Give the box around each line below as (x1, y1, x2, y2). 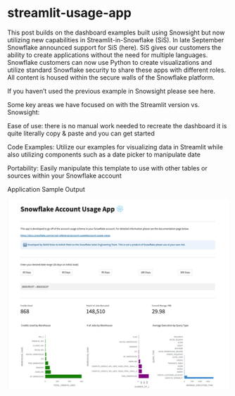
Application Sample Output (7, 185, 86, 193)
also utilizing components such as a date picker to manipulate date (7, 150, 201, 159)
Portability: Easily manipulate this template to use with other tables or (7, 163, 208, 172)
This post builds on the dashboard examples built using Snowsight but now (7, 28, 225, 37)
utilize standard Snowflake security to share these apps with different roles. (7, 66, 227, 74)
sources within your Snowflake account (7, 171, 122, 180)
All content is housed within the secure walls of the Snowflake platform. (7, 73, 215, 82)
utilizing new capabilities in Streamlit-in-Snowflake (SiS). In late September (7, 35, 224, 44)
